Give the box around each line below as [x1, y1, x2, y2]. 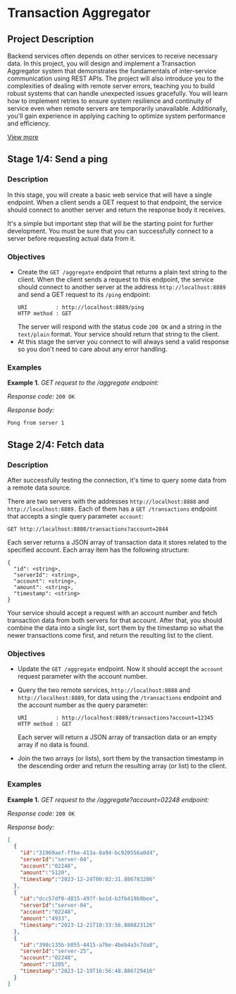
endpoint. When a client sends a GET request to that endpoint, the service [7, 198, 223, 206]
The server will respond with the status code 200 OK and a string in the [17, 322, 222, 331]
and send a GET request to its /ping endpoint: [17, 290, 151, 298]
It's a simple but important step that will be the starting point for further [7, 219, 213, 227]
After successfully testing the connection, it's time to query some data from [7, 475, 227, 484]
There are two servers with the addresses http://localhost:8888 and [7, 497, 209, 505]
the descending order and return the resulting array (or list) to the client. [17, 762, 228, 770]
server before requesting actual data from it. [7, 234, 136, 243]
